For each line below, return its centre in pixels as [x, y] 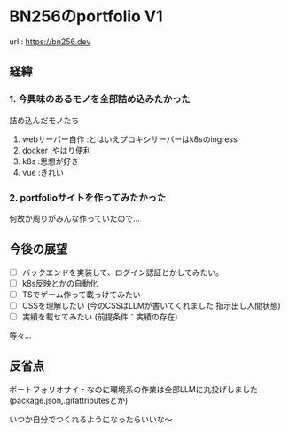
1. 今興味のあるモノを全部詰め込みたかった [100, 99]
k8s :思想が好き [51, 161]
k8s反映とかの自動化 [60, 283]
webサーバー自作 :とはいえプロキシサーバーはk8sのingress [129, 139]
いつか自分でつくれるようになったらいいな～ [91, 419]
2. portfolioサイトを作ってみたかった [88, 197]
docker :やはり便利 [56, 150]
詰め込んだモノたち [44, 120]
